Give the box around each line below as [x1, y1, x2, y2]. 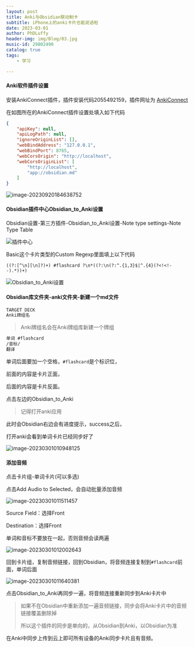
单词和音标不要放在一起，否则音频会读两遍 [6, 535, 109, 542]
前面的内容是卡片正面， [6, 370, 63, 377]
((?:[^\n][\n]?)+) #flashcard [6, 263, 81, 268]
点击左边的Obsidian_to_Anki [6, 395, 73, 402]
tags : [6, 52, 19, 58]
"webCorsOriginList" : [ [16, 158, 75, 165]
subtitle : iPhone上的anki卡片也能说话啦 [6, 19, 99, 25]
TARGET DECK [6, 307, 35, 313]
